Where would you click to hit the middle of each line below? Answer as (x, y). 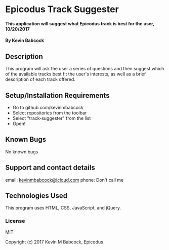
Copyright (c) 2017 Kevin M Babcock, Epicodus (54, 242)
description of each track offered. (40, 79)
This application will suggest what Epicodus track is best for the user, (80, 23)
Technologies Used (36, 196)
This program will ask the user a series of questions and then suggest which (85, 69)
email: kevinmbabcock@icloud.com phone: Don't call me (65, 180)
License (15, 221)
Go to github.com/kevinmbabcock (48, 108)
